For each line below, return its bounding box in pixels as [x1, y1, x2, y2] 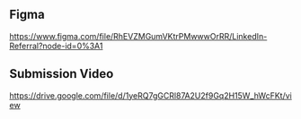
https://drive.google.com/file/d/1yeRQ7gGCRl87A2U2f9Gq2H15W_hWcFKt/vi [9, 89, 292, 101]
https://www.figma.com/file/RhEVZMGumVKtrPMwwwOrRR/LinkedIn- [9, 30, 268, 41]
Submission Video [9, 66, 114, 81]
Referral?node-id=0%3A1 [9, 40, 103, 51]
